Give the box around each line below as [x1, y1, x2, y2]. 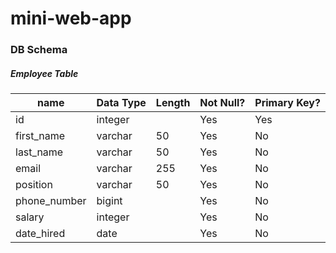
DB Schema [10, 43, 68, 57]
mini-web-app [10, 7, 132, 30]
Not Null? [199, 96, 246, 110]
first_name [15, 129, 66, 143]
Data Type [96, 96, 147, 110]
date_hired [15, 227, 66, 241]
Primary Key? [254, 96, 321, 110]
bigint [96, 194, 123, 208]
